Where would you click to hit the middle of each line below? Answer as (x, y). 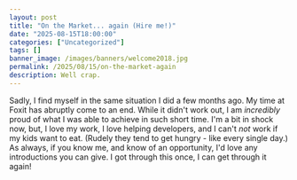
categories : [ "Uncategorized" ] (67, 42)
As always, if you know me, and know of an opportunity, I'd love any (134, 147)
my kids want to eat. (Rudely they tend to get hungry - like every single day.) (148, 137)
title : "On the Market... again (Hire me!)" (93, 26)
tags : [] (25, 51)
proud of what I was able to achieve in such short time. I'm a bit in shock (141, 119)
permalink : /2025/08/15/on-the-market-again (93, 67)
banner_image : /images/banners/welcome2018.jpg (99, 59)
